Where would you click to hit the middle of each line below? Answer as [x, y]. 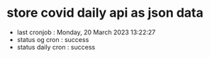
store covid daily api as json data [105, 13]
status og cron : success [53, 39]
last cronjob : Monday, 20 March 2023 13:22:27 [86, 32]
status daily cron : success [56, 47]
